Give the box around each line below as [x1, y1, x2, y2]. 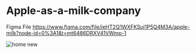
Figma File [6, 23, 31, 30]
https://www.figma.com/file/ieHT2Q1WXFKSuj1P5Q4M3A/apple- [32, 23, 190, 30]
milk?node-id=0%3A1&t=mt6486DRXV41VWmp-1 [6, 29, 127, 36]
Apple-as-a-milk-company [6, 4, 141, 17]
